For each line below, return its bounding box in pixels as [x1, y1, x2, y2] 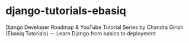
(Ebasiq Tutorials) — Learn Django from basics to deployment [5, 29, 156, 37]
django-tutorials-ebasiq [5, 4, 127, 18]
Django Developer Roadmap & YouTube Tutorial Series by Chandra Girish [5, 24, 184, 31]
